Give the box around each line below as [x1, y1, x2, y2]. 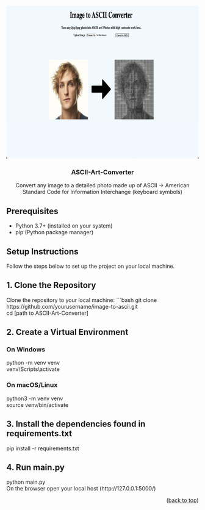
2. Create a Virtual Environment [6, 327, 129, 337]
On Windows [6, 345, 46, 354]
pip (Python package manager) [15, 229, 94, 236]
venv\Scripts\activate [6, 365, 60, 373]
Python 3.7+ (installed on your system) [15, 222, 113, 229]
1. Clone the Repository [6, 280, 96, 290]
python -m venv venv [6, 359, 60, 367]
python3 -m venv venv [6, 395, 63, 402]
